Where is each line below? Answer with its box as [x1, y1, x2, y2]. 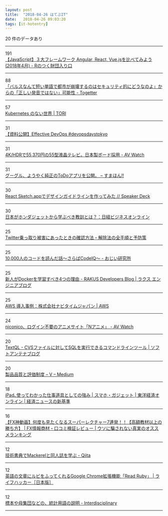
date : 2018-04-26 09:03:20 [5, 17, 66, 22]
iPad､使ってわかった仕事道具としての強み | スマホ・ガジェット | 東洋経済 [5, 392, 155, 398]
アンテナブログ [9, 351, 40, 357]
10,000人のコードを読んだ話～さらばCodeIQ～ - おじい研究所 [5, 255, 131, 262]
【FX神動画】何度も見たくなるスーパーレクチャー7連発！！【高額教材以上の [5, 419, 162, 425]
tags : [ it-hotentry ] [5, 21, 48, 27]
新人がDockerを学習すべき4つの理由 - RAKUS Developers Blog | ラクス [5, 276, 151, 282]
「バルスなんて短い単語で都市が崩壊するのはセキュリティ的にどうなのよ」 [5, 83, 158, 89]
